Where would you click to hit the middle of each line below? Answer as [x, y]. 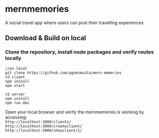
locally [13, 58]
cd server [15, 94]
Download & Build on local [46, 38]
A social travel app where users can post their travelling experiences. [75, 23]
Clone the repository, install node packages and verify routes [79, 52]
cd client [15, 77]
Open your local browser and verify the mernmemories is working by [75, 112]
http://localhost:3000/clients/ [38, 122]
